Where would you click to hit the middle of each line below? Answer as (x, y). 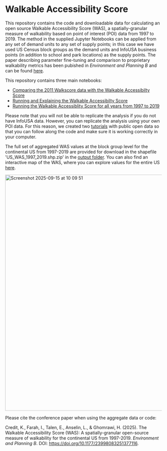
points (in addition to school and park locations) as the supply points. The (80, 55)
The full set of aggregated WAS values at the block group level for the (77, 146)
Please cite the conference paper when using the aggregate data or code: (81, 418)
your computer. (21, 137)
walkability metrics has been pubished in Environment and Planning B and (81, 65)
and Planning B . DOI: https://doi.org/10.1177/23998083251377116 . (72, 443)
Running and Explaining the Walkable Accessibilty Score (70, 100)
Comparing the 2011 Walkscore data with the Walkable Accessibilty (81, 90)
